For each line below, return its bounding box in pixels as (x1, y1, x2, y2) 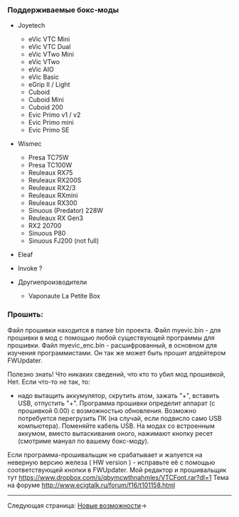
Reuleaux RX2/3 (28, 184, 76, 192)
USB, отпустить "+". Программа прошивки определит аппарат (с (17, 399, 216, 407)
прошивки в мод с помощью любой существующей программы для (7, 333, 215, 342)
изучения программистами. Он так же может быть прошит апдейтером (7, 348, 226, 357)
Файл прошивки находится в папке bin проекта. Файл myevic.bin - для (7, 325, 221, 334)
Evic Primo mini (28, 118, 74, 127)
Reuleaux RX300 (28, 199, 78, 207)
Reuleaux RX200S (28, 176, 82, 184)
